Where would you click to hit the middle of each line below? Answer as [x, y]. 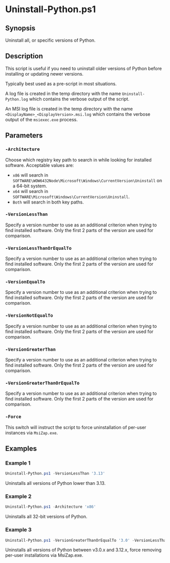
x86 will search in [30, 175]
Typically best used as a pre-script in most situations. [61, 84]
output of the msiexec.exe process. [41, 119]
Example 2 [18, 496]
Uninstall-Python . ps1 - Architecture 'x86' [51, 507]
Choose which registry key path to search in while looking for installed [78, 160]
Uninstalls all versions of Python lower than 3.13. [55, 483]
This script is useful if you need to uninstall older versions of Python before [83, 68]
